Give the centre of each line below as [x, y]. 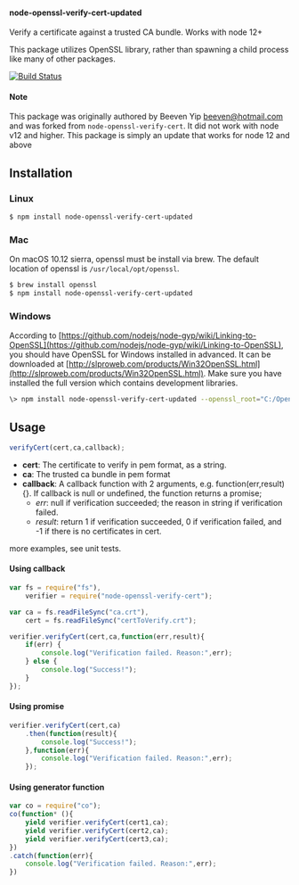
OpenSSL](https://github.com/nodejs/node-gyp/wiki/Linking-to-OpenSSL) [145, 345]
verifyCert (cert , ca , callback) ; [67, 448]
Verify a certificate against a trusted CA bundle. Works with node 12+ [136, 32]
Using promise [37, 707]
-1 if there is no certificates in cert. [98, 531]
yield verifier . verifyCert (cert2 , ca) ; [97, 831]
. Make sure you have [242, 374]
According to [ [36, 335]
